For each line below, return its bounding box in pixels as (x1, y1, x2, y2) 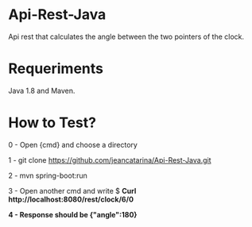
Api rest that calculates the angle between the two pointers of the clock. (8, 32, 245, 41)
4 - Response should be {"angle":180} (8, 210, 138, 219)
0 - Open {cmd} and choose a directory (8, 140, 138, 149)
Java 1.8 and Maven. (8, 86, 76, 95)
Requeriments (8, 60, 103, 78)
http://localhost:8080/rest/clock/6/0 (8, 194, 134, 204)
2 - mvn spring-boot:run (8, 171, 87, 180)
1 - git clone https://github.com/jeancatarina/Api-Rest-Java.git (8, 155, 212, 164)
